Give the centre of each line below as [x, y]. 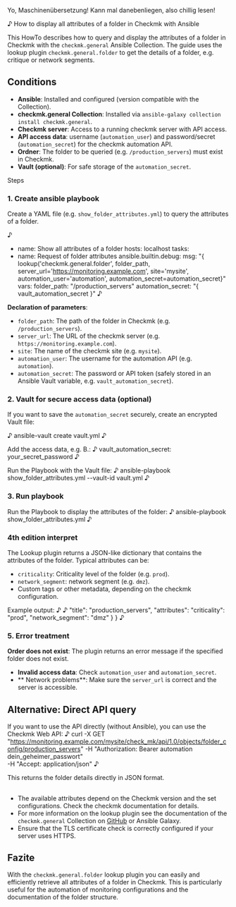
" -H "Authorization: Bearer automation [137, 749]
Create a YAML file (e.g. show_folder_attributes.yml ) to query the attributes [118, 214]
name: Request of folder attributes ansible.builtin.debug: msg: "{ [111, 256]
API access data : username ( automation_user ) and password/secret [116, 136]
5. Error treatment [38, 635]
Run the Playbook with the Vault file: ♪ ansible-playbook [89, 470]
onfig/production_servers [44, 749]
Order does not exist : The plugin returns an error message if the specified [115, 651]
